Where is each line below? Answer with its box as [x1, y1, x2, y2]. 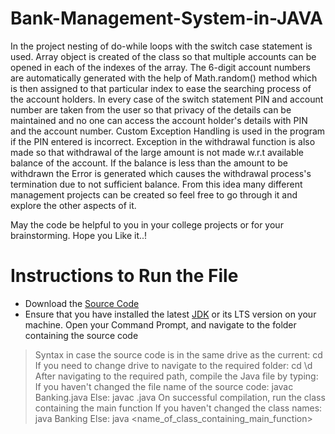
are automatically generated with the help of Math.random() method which [10, 72, 318, 84]
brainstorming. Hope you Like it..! [10, 229, 148, 241]
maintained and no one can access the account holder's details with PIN [10, 114, 308, 126]
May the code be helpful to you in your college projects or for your [10, 218, 284, 231]
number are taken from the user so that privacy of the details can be [10, 103, 292, 116]
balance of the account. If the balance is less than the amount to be [10, 157, 289, 169]
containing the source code [24, 329, 139, 341]
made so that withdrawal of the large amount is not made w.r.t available [10, 146, 305, 158]
